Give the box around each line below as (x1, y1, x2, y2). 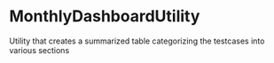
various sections (9, 44, 70, 55)
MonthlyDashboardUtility (9, 6, 200, 27)
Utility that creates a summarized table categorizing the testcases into (9, 35, 265, 46)
